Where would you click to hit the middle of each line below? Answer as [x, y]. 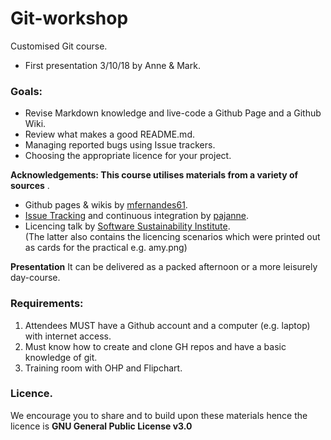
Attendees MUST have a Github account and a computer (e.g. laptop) [167, 325]
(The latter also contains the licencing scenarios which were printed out [172, 237]
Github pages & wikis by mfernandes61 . [106, 205]
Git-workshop [69, 18]
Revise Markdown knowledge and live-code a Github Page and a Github [173, 113]
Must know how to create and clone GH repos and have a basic [155, 346]
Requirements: [47, 304]
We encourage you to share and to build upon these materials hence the [159, 415]
